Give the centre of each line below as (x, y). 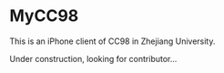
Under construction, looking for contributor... (93, 58)
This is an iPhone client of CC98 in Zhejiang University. (112, 41)
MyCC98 (44, 16)
